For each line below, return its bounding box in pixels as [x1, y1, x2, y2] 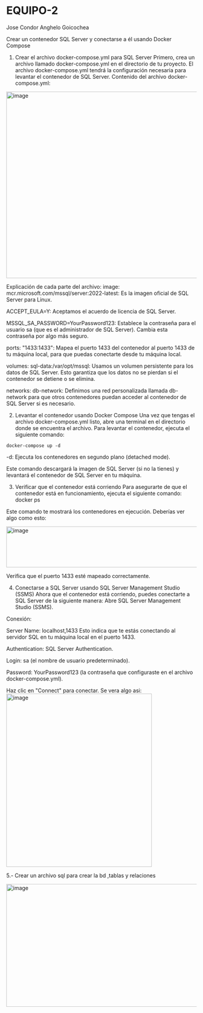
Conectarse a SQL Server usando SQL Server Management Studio [14, 584, 180, 591]
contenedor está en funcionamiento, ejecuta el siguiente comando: [14, 490, 182, 497]
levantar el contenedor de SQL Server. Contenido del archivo [14, 73, 167, 80]
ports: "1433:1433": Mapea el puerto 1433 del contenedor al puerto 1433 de [6, 344, 195, 351]
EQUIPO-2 [6, 4, 59, 18]
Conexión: [6, 615, 32, 622]
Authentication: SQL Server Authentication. [6, 645, 114, 652]
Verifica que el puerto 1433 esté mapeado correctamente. [6, 572, 150, 579]
